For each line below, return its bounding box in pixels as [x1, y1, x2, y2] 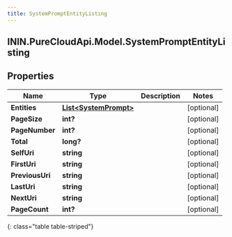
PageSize [10, 114, 43, 124]
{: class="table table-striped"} [7, 222, 94, 230]
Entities [10, 102, 37, 112]
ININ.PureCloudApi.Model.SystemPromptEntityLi [7, 36, 226, 48]
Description [140, 91, 181, 101]
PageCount [10, 204, 49, 214]
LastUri [10, 181, 36, 191]
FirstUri [10, 159, 36, 169]
